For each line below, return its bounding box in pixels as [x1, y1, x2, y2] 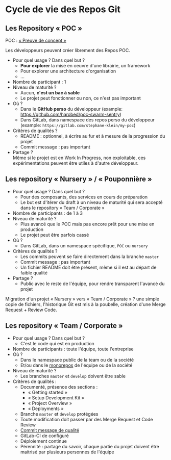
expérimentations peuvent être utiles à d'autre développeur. [12, 160, 139, 166]
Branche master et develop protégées [20, 411, 99, 417]
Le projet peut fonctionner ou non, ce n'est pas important [20, 95, 141, 101]
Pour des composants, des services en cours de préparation [20, 194, 148, 200]
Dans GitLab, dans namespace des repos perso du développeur [20, 117, 155, 123]
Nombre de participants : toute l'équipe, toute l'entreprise [12, 346, 134, 352]
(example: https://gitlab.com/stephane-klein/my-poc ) [20, 122, 136, 128]
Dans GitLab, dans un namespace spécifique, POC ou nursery [20, 242, 148, 248]
